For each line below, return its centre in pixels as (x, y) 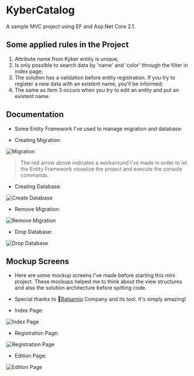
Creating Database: (38, 186)
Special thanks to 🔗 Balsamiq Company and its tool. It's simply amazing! (100, 299)
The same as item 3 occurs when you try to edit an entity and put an (97, 90)
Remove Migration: (37, 209)
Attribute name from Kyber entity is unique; (66, 58)
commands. (34, 175)
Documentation (35, 115)
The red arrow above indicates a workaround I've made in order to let (104, 163)
